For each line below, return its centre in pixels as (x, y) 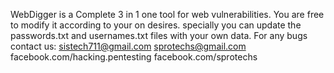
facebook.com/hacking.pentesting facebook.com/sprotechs (134, 57)
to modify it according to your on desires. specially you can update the (156, 25)
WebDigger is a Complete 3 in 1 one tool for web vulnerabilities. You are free (167, 14)
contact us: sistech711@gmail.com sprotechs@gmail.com (128, 46)
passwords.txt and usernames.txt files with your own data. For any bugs (159, 35)
